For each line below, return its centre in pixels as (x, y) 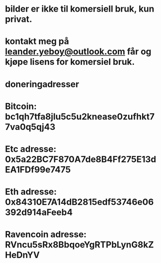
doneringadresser (42, 84)
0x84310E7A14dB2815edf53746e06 (80, 202)
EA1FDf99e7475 (38, 169)
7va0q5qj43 (30, 127)
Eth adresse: (31, 192)
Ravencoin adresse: (46, 235)
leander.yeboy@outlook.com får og (78, 52)
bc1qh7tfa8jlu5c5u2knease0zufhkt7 (80, 116)
